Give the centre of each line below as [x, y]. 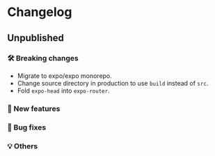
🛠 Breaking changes [43, 58]
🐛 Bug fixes [27, 127]
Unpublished [35, 38]
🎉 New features [34, 109]
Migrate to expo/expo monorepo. [65, 76]
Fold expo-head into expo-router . [63, 91]
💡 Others [23, 146]
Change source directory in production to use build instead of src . [113, 83]
